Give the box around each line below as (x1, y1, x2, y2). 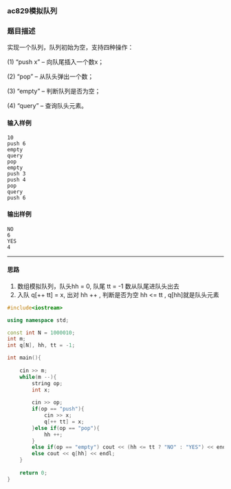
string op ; (32, 380, 63, 387)
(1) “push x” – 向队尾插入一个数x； (7, 58, 104, 66)
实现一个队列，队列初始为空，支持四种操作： (7, 43, 134, 52)
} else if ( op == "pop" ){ (32, 424, 100, 431)
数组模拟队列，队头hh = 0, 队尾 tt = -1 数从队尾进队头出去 (16, 282, 180, 290)
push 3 (7, 171, 26, 177)
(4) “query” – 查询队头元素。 (7, 102, 88, 110)
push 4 (7, 177, 26, 184)
